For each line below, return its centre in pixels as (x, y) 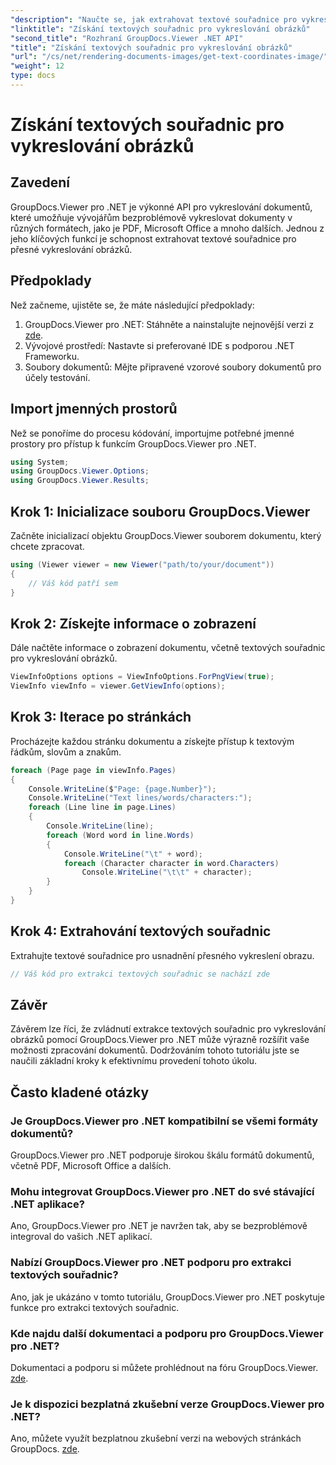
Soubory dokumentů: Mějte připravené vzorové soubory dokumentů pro (173, 367)
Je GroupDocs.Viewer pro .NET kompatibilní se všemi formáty (164, 1121)
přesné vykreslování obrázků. (71, 249)
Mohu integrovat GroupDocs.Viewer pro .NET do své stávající (162, 1192)
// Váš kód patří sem (73, 583)
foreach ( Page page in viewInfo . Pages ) (93, 770)
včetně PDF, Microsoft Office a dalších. (91, 1166)
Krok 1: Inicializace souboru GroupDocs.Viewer (160, 511)
